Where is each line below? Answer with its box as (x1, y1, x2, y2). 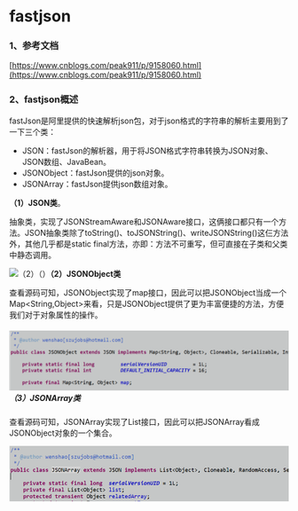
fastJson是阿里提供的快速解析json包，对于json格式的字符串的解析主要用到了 (9, 115, 289, 126)
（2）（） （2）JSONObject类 (18, 268, 122, 279)
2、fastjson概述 (9, 93, 79, 106)
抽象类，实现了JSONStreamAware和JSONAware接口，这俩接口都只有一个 (9, 216, 279, 227)
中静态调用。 (9, 249, 56, 260)
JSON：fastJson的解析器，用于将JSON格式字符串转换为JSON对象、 (21, 145, 273, 156)
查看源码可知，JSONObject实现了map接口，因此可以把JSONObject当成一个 (9, 287, 286, 298)
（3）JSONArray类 (9, 392, 82, 403)
